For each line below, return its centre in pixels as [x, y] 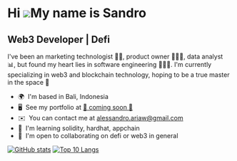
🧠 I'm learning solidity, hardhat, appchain [79, 128]
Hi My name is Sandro [77, 13]
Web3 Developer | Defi [59, 40]
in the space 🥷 [29, 82]
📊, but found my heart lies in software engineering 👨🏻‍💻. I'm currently [110, 64]
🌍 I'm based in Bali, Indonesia [63, 97]
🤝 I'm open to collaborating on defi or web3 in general [98, 136]
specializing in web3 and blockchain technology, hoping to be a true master [118, 75]
